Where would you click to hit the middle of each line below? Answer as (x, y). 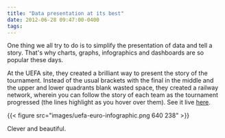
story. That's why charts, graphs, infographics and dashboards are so (106, 53)
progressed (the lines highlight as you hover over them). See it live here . (109, 102)
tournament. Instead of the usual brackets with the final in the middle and (110, 81)
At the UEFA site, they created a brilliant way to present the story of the (107, 73)
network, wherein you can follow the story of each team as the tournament (113, 95)
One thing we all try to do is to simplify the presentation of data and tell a (110, 46)
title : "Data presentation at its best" (66, 13)
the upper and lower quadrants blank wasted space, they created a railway (113, 88)
